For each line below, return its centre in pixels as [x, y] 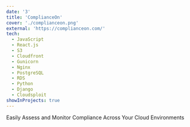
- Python [22, 84]
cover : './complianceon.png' [42, 23]
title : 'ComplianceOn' [34, 17]
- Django [22, 89]
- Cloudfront [28, 56]
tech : [13, 34]
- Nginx [21, 67]
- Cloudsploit [29, 95]
